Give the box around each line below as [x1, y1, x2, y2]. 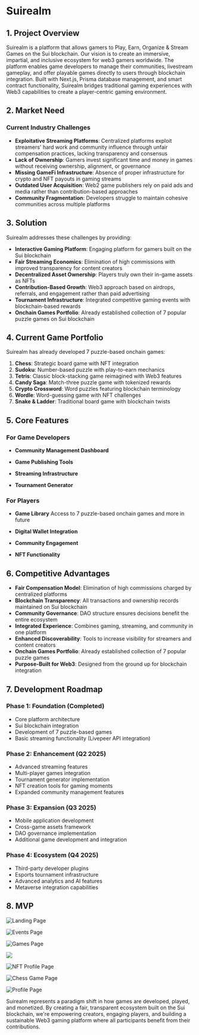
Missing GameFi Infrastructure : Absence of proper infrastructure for [14, 169, 185, 176]
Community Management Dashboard [14, 447, 109, 454]
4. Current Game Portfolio [6, 332, 104, 342]
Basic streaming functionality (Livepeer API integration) [14, 734, 151, 742]
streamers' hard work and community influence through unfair [14, 143, 168, 151]
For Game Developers [6, 433, 70, 442]
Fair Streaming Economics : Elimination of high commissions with [14, 258, 176, 265]
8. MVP [6, 901, 34, 911]
